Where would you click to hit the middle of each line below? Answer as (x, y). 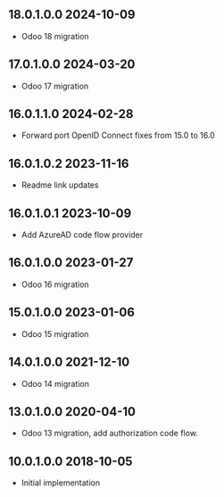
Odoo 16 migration (55, 284)
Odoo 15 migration (55, 333)
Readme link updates (60, 185)
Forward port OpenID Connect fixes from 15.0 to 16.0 (118, 135)
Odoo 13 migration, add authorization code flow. (109, 434)
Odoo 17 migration (55, 86)
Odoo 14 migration (55, 383)
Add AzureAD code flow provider (82, 235)
